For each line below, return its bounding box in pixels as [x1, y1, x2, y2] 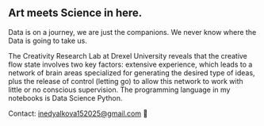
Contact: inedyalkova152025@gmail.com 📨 [8, 109, 148, 118]
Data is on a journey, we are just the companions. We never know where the [8, 27, 257, 36]
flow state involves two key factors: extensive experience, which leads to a [8, 59, 253, 69]
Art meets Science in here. [8, 6, 143, 20]
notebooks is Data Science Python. [8, 93, 123, 102]
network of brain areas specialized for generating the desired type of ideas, [8, 67, 255, 78]
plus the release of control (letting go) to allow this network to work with [8, 76, 243, 86]
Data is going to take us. [8, 36, 87, 45]
